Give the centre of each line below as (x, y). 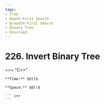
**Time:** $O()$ (21, 79)
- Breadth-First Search (29, 23)
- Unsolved (16, 32)
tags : (10, 10)
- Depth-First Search (27, 19)
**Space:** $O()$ (23, 87)
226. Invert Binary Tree (52, 56)
